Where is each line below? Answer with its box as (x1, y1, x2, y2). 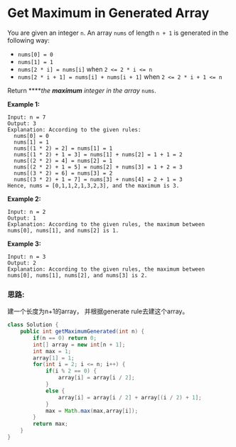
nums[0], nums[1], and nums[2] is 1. (7, 227, 119, 234)
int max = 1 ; (33, 348, 72, 355)
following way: (7, 36, 50, 44)
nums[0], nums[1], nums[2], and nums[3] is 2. (7, 271, 148, 279)
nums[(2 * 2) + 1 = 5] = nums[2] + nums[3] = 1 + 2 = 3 (14, 163, 183, 171)
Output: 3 (7, 119, 37, 127)
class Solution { (7, 321, 59, 328)
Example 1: (7, 99, 41, 108)
